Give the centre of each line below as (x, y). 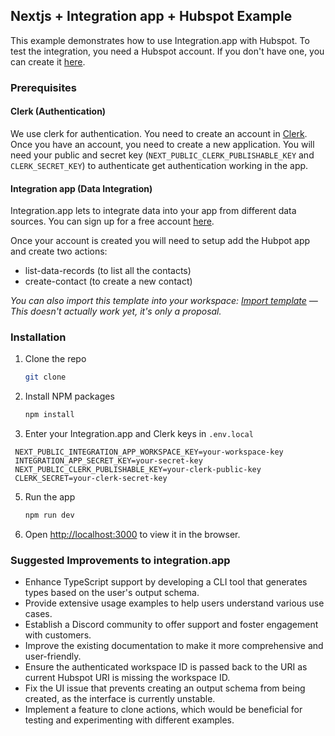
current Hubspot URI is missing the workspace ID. (127, 678)
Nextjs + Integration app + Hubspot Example (151, 16)
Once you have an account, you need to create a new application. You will (162, 144)
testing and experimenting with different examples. (129, 720)
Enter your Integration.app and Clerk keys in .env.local (139, 434)
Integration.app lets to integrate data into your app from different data (153, 211)
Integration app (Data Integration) (81, 188)
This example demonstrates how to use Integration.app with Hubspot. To (160, 40)
